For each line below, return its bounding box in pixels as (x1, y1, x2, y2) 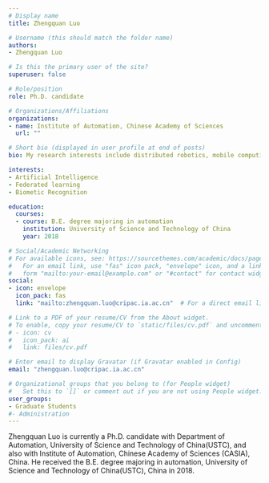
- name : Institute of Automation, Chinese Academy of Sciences (8, 122, 224, 130)
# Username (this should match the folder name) (8, 34, 174, 42)
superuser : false (8, 71, 66, 79)
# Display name (8, 11, 59, 20)
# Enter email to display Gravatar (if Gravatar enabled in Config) (8, 358, 242, 366)
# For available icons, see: (8, 254, 106, 262)
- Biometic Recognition (8, 188, 88, 197)
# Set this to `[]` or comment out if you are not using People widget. (8, 387, 263, 396)
